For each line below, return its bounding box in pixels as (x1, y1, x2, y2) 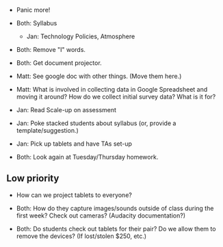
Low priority (6, 172, 60, 184)
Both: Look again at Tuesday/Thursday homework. (16, 153, 159, 161)
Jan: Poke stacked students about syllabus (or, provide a (16, 119, 176, 127)
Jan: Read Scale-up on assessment (16, 106, 117, 114)
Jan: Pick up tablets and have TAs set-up (16, 140, 133, 148)
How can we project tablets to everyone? (16, 191, 133, 199)
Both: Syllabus (16, 19, 57, 27)
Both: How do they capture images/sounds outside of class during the (16, 204, 214, 212)
